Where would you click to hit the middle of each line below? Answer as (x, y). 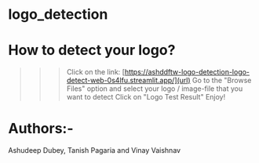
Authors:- (41, 129)
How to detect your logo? (92, 51)
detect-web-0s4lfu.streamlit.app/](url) (128, 81)
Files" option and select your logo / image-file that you (155, 89)
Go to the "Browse (222, 81)
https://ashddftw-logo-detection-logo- (187, 72)
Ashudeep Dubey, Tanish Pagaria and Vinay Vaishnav (95, 150)
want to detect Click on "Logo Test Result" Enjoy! (146, 97)
